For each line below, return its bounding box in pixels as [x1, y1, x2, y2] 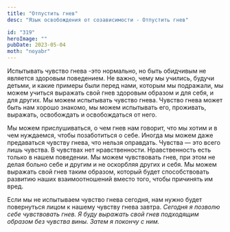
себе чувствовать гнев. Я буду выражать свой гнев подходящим [7, 210, 199, 218]
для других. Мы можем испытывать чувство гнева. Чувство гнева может [7, 96, 223, 104]
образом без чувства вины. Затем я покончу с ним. [7, 218, 160, 225]
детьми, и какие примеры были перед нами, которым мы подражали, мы [7, 82, 224, 89]
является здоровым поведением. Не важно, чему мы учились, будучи [7, 74, 215, 82]
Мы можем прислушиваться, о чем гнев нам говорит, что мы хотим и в [7, 124, 218, 132]
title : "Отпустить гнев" [7, 10, 78, 17]
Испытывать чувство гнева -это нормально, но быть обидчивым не [7, 67, 207, 75]
